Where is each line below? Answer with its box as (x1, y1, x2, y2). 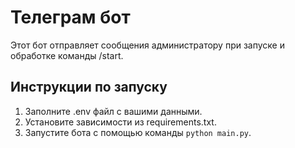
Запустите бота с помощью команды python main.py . (24, 126, 252, 138)
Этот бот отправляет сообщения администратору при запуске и (10, 39, 285, 51)
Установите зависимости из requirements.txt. (24, 116, 217, 128)
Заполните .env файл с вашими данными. (24, 105, 203, 117)
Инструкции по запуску (10, 79, 168, 96)
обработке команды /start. (10, 49, 124, 61)
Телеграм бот (10, 6, 131, 29)
